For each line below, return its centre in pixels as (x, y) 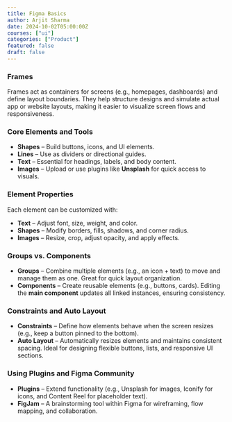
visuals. (28, 176)
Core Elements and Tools (50, 132)
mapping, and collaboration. (57, 411)
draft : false (26, 53)
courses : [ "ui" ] (31, 33)
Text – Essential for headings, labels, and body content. (97, 162)
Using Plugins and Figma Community (71, 373)
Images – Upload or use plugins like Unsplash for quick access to (111, 169)
